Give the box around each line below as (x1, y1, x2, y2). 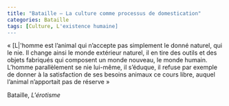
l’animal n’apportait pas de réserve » (7, 78, 110, 86)
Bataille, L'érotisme (7, 91, 61, 99)
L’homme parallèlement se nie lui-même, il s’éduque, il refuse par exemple (7, 63, 218, 72)
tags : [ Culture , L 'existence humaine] (7, 23, 118, 29)
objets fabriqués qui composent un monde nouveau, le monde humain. (7, 56, 208, 64)
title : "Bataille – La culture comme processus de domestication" (7, 10, 201, 17)
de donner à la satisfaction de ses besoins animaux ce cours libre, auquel (7, 70, 215, 79)
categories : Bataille (7, 16, 69, 23)
